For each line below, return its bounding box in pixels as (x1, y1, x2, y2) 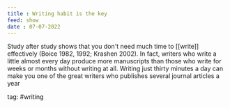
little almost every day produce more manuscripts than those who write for (7, 57, 222, 65)
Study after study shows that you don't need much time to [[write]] (7, 43, 199, 51)
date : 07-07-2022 (7, 23, 61, 30)
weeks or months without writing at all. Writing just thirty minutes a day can (7, 64, 224, 73)
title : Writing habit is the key (7, 10, 108, 17)
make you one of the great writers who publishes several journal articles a (7, 72, 220, 80)
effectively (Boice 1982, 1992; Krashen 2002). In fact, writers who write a (7, 49, 217, 58)
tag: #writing (7, 93, 44, 101)
